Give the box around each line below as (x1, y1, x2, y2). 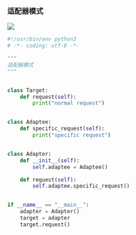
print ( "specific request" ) (32, 132, 111, 139)
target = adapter (20, 215, 71, 222)
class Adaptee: (7, 119, 52, 126)
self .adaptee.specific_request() (32, 182, 130, 190)
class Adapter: (7, 150, 52, 157)
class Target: (7, 86, 49, 94)
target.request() (20, 221, 71, 228)
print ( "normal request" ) (32, 100, 105, 107)
